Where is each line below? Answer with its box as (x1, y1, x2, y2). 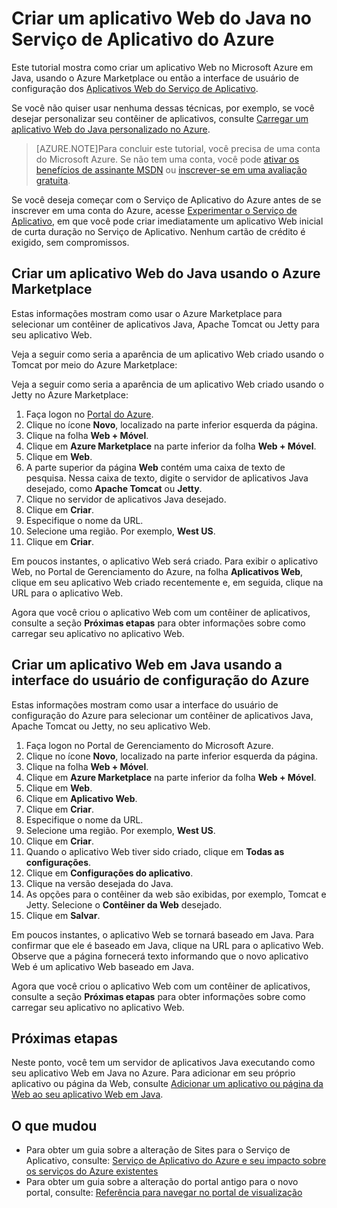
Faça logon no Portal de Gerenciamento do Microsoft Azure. (25, 739, 274, 751)
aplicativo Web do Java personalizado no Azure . (11, 123, 211, 135)
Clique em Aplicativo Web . (25, 792, 138, 804)
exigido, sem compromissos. (11, 236, 130, 248)
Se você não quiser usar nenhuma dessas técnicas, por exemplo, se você (11, 102, 315, 114)
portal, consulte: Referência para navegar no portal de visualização (25, 1187, 303, 1199)
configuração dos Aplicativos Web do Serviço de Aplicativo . (11, 82, 259, 94)
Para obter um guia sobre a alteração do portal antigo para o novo (25, 1176, 299, 1188)
